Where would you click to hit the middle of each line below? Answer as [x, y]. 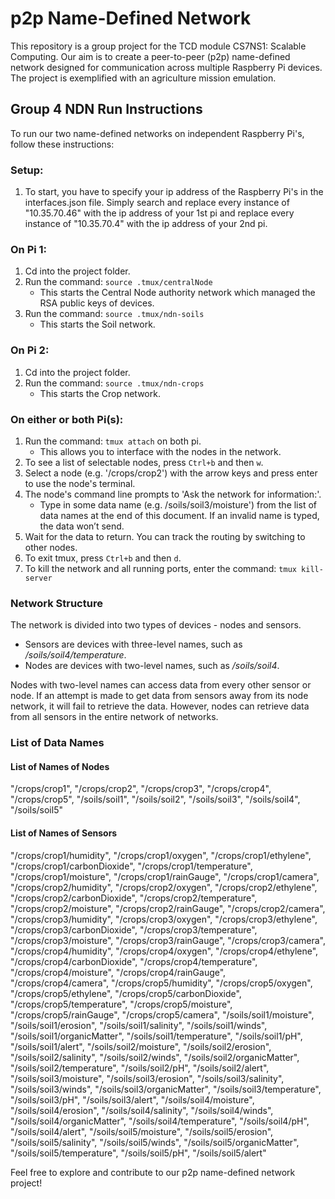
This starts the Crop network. [100, 393]
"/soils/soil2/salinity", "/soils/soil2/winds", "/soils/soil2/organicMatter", [155, 1057]
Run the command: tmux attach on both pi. [113, 441]
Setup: [27, 170]
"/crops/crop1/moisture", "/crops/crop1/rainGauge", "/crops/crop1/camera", [165, 876]
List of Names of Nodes [60, 766]
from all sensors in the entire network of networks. [114, 717]
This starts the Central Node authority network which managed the [177, 293]
